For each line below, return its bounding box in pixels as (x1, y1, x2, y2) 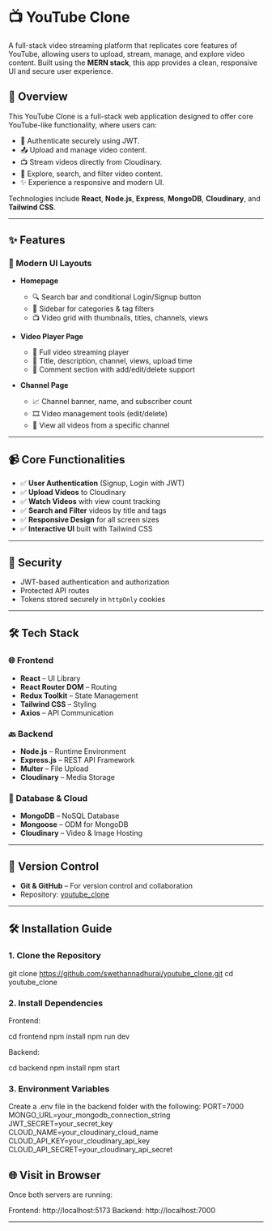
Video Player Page (19, 332, 83, 342)
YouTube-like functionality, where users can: (8, 120, 157, 130)
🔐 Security (8, 555, 62, 570)
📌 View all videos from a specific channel (32, 420, 170, 430)
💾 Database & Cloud (8, 792, 88, 803)
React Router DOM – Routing (19, 682, 117, 691)
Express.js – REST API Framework (19, 755, 135, 765)
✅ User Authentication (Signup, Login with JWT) (19, 478, 185, 489)
